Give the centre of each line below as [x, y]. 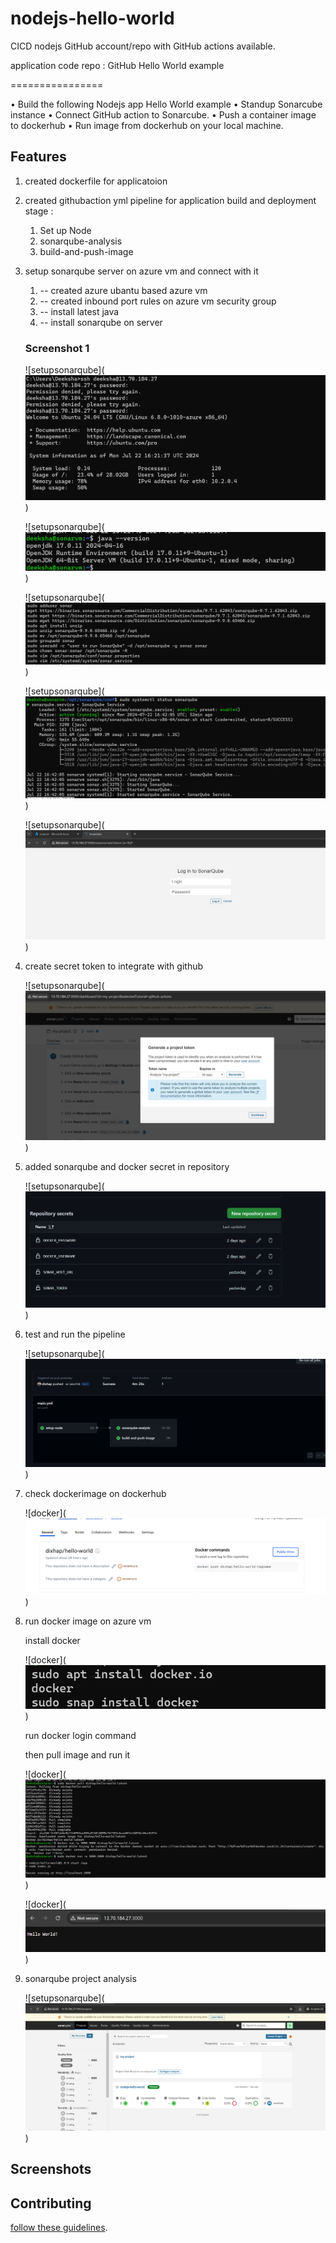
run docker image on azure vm [88, 1621]
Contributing [51, 2203]
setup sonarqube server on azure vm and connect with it [141, 271]
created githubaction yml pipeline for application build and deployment [170, 200]
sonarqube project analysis [80, 1978]
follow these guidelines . [59, 2227]
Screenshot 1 [57, 348]
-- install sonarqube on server [101, 322]
